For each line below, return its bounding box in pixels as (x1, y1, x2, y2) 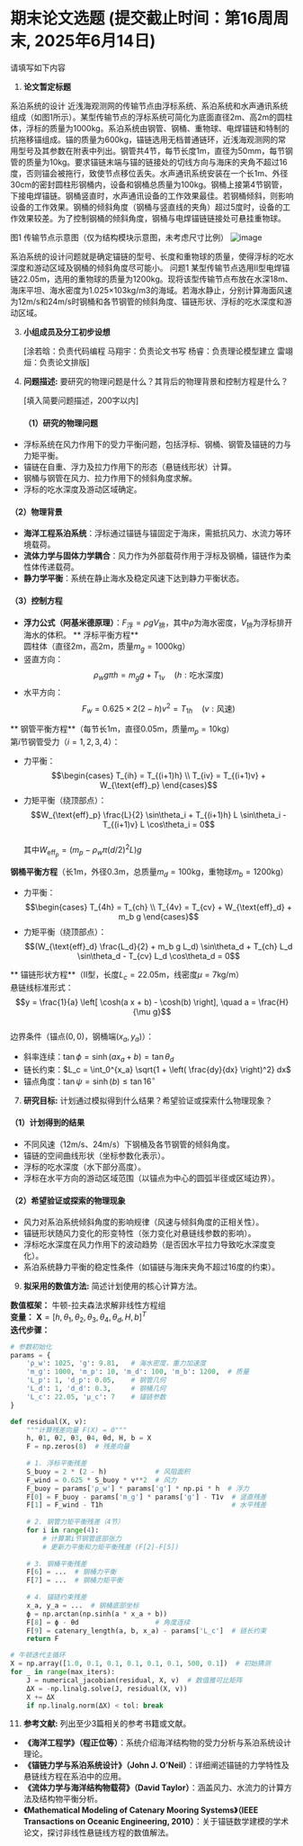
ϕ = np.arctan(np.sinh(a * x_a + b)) (26, 1609, 168, 1618)
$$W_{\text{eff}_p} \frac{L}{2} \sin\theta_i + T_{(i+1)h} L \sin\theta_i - (31, 810, 287, 820)
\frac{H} (258, 996, 290, 1008)
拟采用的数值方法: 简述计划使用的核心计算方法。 (22, 1281, 202, 1292)
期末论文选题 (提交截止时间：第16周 (10, 8, 273, 29)
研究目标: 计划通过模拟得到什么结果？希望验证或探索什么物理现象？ (22, 1095, 273, 1106)
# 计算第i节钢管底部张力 (42, 1534, 122, 1543)
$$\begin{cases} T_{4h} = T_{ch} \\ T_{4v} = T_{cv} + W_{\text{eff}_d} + (24, 901, 293, 912)
